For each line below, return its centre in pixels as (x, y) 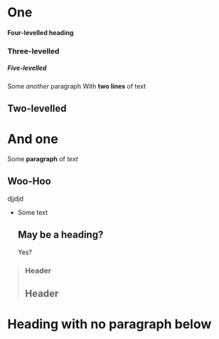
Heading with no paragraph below (109, 324)
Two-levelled (37, 109)
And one (33, 139)
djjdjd (15, 198)
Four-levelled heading (41, 32)
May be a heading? (60, 235)
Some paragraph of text (43, 159)
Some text (33, 212)
